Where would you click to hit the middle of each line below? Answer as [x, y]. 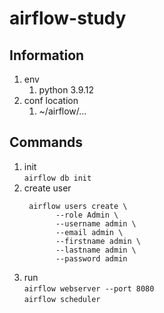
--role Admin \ [87, 215]
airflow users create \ [78, 206]
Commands [46, 142]
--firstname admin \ [98, 241]
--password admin [91, 258]
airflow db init [57, 178]
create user [47, 188]
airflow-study [68, 18]
